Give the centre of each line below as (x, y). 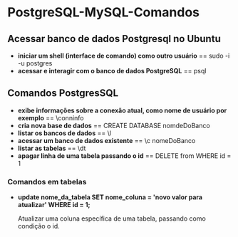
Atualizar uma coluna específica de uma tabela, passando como (112, 218)
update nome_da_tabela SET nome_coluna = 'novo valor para (110, 197)
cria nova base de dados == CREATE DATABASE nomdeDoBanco (114, 125)
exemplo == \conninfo (51, 117)
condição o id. (39, 226)
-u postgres (35, 63)
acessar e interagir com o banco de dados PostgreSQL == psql (112, 71)
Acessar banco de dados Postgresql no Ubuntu (114, 39)
